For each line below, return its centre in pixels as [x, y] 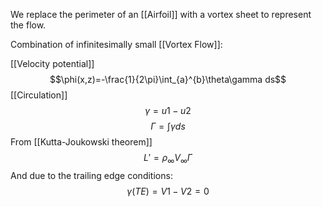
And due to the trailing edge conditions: [91, 175]
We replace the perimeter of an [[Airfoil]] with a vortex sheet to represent [161, 14]
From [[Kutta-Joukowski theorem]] [81, 142]
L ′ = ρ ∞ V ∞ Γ [168, 159]
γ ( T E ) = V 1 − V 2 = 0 [168, 191]
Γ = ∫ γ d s [168, 126]
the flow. [28, 25]
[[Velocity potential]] [52, 63]
